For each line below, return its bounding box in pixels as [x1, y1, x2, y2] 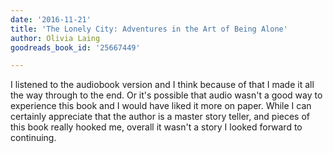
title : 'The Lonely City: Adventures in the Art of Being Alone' [10, 24, 288, 34]
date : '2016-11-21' [10, 14, 92, 25]
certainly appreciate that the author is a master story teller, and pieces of [10, 111, 310, 123]
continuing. [10, 132, 57, 144]
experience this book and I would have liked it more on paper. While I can [10, 100, 312, 112]
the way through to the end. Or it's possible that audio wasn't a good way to [10, 89, 323, 101]
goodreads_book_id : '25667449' [10, 42, 141, 53]
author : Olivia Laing [10, 33, 101, 43]
